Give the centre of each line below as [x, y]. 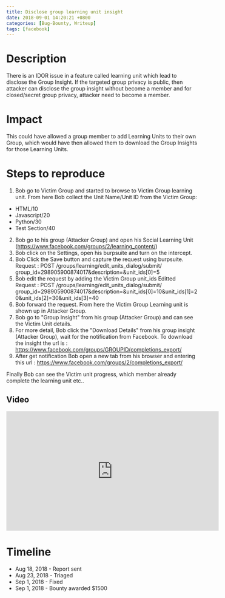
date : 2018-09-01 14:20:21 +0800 [49, 18]
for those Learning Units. [37, 149]
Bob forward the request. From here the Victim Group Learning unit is [102, 305]
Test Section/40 [35, 228]
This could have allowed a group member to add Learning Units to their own [101, 137]
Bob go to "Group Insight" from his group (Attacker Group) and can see [104, 318]
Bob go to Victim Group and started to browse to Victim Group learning [104, 191]
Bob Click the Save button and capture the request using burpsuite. [99, 259]
